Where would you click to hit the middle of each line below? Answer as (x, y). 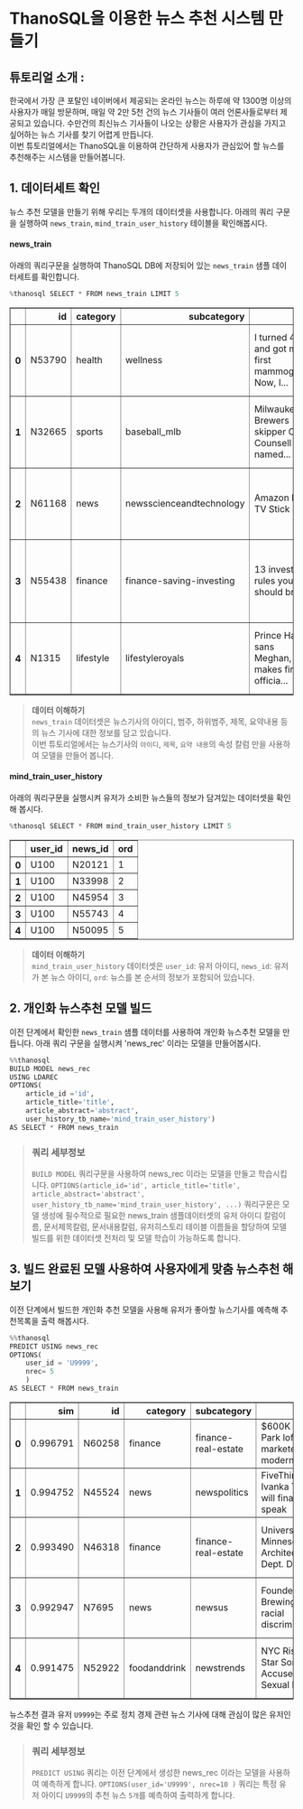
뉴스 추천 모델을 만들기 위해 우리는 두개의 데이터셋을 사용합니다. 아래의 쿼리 (142, 211)
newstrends (220, 1667)
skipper (270, 432)
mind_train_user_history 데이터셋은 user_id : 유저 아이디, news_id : (151, 965)
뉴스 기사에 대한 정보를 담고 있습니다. (106, 732)
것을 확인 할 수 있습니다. (51, 1725)
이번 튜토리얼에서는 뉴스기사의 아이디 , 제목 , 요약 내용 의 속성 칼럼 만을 (149, 744)
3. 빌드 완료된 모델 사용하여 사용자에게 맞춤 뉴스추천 (145, 1269)
